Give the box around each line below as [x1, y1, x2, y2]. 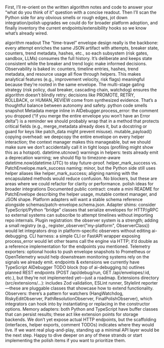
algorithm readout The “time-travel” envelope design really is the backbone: [5, 40, 159, 46]
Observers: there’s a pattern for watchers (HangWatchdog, [5, 290, 124, 296]
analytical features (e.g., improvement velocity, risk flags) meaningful [5, 76, 145, 82]
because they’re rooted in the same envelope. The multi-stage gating [5, 82, 145, 87]
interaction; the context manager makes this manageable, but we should [5, 139, 151, 145]
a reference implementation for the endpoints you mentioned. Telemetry [5, 243, 151, 249]
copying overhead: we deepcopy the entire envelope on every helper [5, 134, 144, 140]
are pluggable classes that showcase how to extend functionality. [22, 285, 154, 291]
